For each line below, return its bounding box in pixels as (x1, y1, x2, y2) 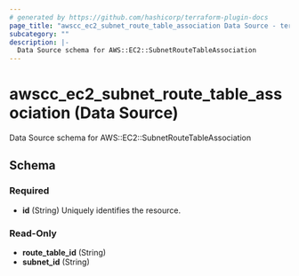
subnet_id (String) (21, 256, 91, 267)
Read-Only (9, 227, 58, 240)
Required (9, 185, 50, 197)
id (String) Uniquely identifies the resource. (21, 205, 181, 216)
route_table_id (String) (21, 248, 107, 258)
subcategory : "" (9, 29, 69, 38)
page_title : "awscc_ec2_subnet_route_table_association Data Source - (9, 21, 277, 30)
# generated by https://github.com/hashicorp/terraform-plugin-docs (9, 12, 269, 22)
